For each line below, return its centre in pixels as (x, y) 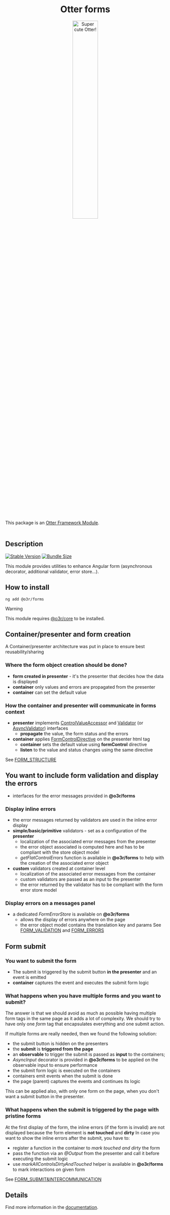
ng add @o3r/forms (25, 599)
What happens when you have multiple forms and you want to (83, 996)
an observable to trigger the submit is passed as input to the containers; (89, 1055)
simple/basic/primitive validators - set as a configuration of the (80, 831)
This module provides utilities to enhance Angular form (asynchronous (79, 566)
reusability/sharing (25, 652)
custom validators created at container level (59, 868)
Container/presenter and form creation (68, 634)
